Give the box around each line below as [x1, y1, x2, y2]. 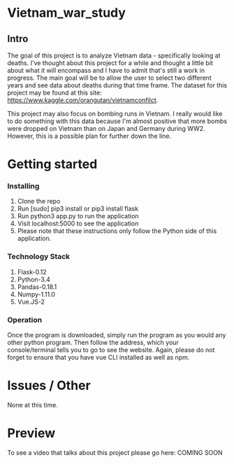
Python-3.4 [17, 275, 51, 283]
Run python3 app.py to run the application [17, 212, 139, 220]
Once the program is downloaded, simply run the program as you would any [7, 331, 226, 339]
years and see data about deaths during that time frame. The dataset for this [7, 81, 228, 89]
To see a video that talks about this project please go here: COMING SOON [7, 448, 223, 456]
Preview [7, 426, 56, 442]
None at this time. [7, 401, 58, 409]
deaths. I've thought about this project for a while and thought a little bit [7, 59, 213, 67]
